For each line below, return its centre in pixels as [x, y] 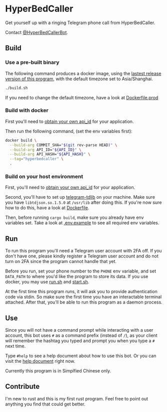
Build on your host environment [44, 176]
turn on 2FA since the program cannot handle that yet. [61, 261]
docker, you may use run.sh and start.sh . [47, 282]
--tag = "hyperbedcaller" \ [37, 159]
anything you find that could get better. [45, 404]
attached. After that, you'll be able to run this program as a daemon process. [84, 302]
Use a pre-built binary [32, 62]
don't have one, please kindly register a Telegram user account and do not [82, 256]
